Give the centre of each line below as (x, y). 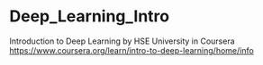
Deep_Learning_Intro (90, 16)
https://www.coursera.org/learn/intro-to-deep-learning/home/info (131, 50)
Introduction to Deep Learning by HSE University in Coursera (122, 41)
